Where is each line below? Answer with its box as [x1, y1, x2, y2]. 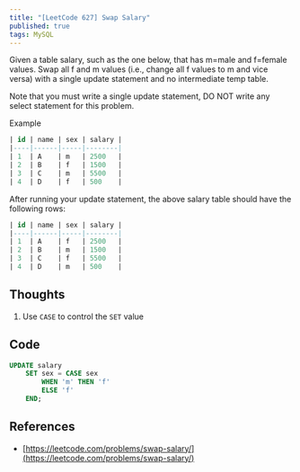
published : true [9, 22, 70, 31]
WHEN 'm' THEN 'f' [41, 378, 110, 387]
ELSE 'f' [41, 386, 75, 396]
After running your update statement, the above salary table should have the [9, 193, 292, 204]
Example [9, 118, 42, 129]
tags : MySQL [9, 30, 54, 39]
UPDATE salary [9, 361, 63, 370]
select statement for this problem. [9, 101, 135, 111]
